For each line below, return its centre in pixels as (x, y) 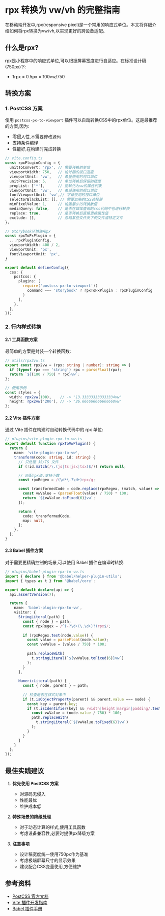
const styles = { (23, 392)
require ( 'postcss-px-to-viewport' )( (60, 286)
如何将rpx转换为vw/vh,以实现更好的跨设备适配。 (58, 31)
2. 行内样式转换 (23, 327)
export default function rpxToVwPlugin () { (50, 444)
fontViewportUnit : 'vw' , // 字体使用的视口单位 (55, 195)
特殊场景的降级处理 (32, 817)
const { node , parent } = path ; (56, 686)
